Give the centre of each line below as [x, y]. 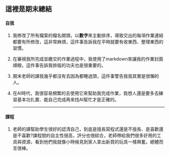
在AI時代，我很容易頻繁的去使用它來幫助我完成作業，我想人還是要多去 [86, 93]
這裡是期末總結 [29, 9]
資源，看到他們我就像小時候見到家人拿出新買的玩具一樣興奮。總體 [90, 142]
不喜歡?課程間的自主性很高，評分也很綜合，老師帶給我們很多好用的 [87, 135]
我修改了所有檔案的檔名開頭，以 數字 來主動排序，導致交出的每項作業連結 [88, 35]
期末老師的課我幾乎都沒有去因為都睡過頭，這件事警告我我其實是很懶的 [86, 76]
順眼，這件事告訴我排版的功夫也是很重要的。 [59, 65]
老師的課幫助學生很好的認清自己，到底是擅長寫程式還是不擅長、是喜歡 [86, 129]
